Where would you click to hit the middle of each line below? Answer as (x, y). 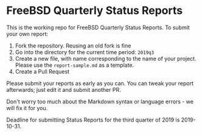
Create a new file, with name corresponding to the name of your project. (106, 58)
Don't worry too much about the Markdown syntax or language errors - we (100, 102)
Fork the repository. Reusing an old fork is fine (73, 46)
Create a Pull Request (42, 71)
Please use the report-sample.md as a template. (75, 65)
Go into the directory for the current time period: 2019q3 (85, 52)
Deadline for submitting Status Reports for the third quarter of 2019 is (93, 120)
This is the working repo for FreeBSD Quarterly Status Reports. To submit (98, 27)
